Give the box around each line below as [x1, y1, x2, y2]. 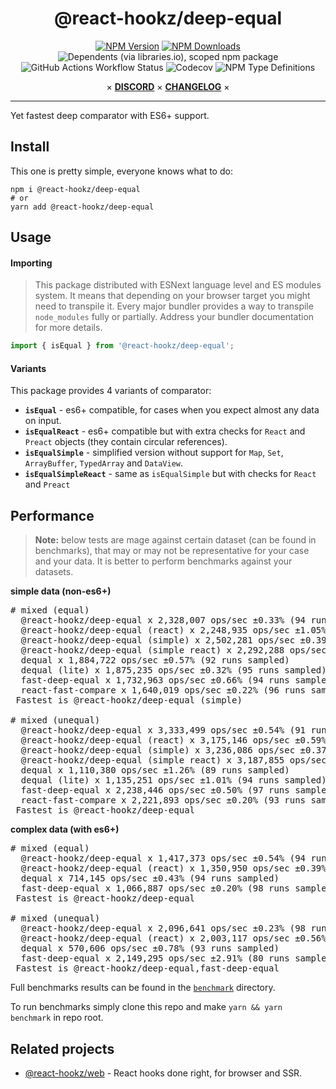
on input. [24, 415, 62, 427]
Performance [10, 507, 95, 524]
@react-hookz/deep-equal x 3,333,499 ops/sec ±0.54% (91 [20, 725, 307, 736]
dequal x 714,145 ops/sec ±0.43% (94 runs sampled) [20, 873, 280, 884]
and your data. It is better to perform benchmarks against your [34, 555, 293, 567]
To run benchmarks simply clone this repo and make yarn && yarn [10, 1001, 283, 1013]
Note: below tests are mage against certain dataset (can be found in [34, 534, 317, 546]
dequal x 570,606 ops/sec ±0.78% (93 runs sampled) [20, 943, 280, 954]
